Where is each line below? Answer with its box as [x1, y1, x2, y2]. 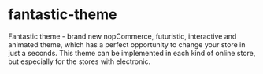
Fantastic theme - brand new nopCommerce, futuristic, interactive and [8, 31, 237, 41]
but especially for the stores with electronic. [8, 57, 151, 66]
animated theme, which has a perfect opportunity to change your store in [8, 39, 246, 49]
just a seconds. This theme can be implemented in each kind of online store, [8, 48, 256, 57]
